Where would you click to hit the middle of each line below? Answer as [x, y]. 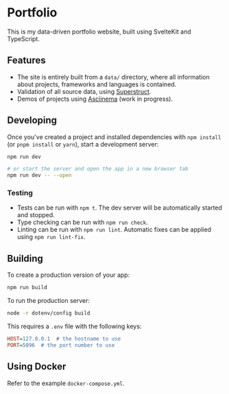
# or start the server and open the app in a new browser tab [98, 169]
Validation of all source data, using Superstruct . [84, 91]
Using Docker [37, 367]
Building [25, 258]
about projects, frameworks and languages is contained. [97, 84]
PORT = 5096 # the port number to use [61, 345]
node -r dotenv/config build [49, 313]
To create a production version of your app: [69, 275]
